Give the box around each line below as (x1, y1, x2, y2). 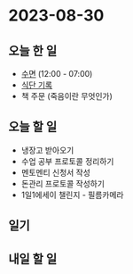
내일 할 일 (8, 251, 58, 266)
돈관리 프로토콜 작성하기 (20, 178, 106, 188)
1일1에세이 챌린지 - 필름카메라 (20, 189, 124, 200)
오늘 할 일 (8, 120, 58, 135)
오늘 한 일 (8, 43, 58, 58)
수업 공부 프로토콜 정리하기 (20, 155, 114, 166)
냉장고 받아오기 (20, 145, 74, 155)
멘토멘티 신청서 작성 (20, 167, 90, 178)
